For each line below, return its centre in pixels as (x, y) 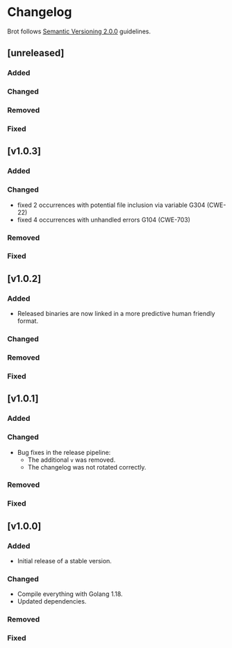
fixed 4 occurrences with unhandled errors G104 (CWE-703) (104, 219)
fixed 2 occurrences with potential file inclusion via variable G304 (111, 205)
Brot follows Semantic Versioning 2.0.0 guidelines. (79, 31)
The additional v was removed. (72, 460)
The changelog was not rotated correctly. (87, 467)
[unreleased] (36, 53)
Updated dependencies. (52, 601)
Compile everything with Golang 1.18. (70, 594)
